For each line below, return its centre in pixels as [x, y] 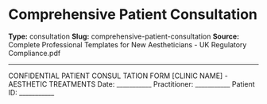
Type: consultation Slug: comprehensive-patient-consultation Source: [124, 36]
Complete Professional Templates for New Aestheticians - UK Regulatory [128, 44]
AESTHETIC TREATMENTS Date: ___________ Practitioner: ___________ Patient [132, 84]
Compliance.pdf [35, 53]
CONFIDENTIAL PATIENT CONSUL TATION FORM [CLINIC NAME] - [118, 76]
